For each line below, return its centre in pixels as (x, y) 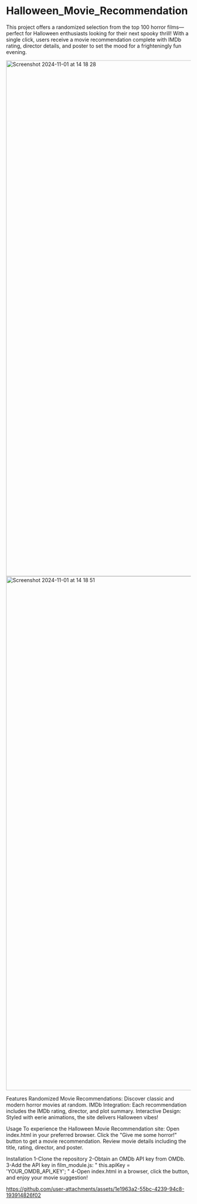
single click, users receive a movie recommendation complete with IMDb (94, 39)
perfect (15, 33)
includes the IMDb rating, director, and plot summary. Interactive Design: (94, 1111)
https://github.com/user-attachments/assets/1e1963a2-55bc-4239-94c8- (95, 1189)
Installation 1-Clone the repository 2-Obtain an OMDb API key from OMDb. (96, 1159)
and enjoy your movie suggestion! (47, 1178)
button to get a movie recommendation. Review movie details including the (96, 1141)
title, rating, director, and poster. (45, 1147)
